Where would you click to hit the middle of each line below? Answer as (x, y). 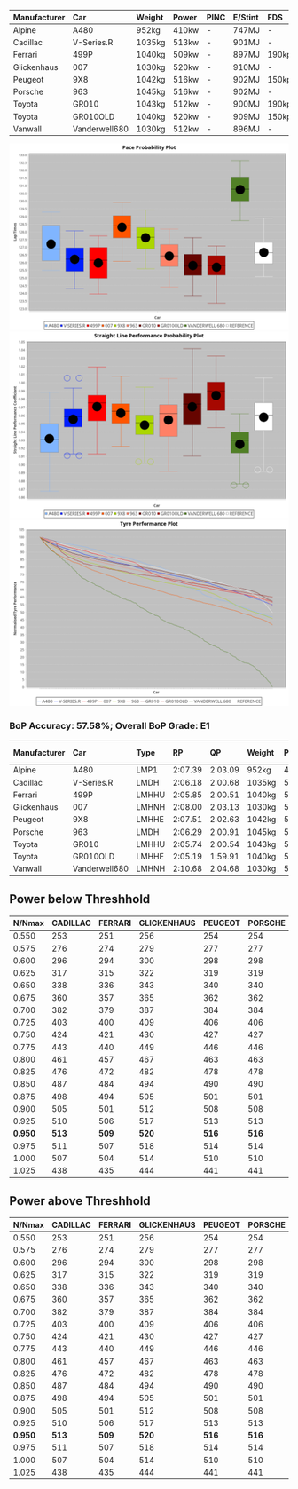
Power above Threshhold (80, 1201)
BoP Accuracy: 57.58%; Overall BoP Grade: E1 (110, 726)
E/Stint (246, 17)
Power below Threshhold (80, 899)
